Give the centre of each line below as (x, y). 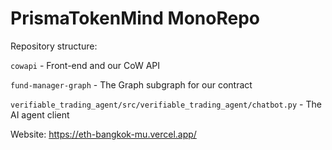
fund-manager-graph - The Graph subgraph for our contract (131, 84)
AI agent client (40, 114)
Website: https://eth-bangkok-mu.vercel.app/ (103, 134)
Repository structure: (54, 46)
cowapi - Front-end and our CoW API (85, 65)
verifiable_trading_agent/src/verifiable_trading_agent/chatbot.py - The (166, 104)
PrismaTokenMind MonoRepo (135, 18)
